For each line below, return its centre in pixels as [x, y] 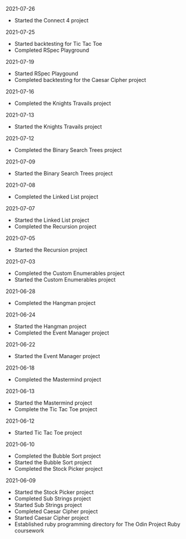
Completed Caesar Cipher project [56, 511]
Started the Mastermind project [53, 403]
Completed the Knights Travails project [63, 103]
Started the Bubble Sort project [53, 462]
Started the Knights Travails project [58, 127]
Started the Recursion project [51, 250]
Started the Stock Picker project [54, 492]
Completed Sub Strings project [53, 499]
